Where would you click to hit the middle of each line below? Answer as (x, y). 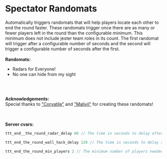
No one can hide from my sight (44, 74)
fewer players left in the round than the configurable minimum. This (74, 33)
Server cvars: (19, 124)
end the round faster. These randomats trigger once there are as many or (80, 27)
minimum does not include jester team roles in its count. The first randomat (82, 38)
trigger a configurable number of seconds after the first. (63, 49)
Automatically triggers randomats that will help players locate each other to (82, 22)
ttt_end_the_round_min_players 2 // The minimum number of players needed (84, 151)
